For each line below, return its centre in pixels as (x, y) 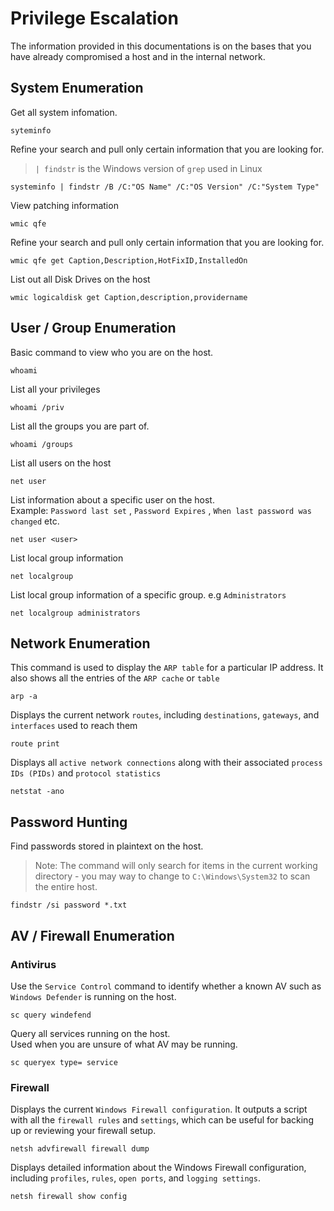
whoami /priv (37, 407)
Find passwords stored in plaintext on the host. (107, 846)
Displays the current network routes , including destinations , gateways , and (165, 715)
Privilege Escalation (94, 18)
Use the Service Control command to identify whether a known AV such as (166, 986)
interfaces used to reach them (74, 726)
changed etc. (35, 521)
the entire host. (66, 887)
